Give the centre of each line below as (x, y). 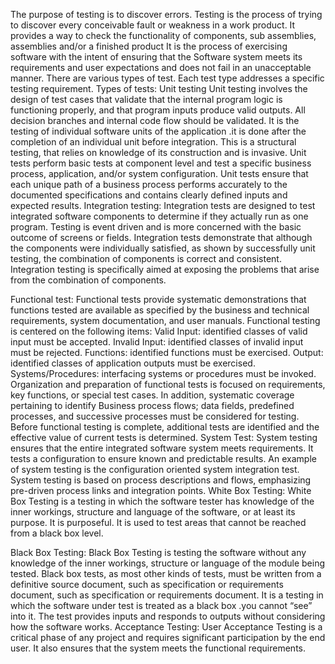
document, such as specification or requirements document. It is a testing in (167, 595)
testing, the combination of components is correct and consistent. (146, 258)
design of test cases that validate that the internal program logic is (146, 99)
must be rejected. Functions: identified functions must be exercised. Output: (167, 352)
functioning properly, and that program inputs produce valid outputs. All (158, 110)
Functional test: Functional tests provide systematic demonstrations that (158, 299)
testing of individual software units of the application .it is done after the (158, 131)
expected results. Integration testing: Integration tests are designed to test (163, 205)
